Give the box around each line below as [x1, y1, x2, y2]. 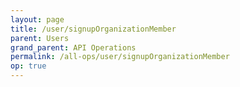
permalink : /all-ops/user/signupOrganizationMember [10, 52, 230, 62]
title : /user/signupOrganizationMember [10, 24, 177, 34]
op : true [10, 61, 47, 71]
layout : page [10, 14, 65, 25]
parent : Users [10, 33, 70, 43]
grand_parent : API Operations [10, 42, 137, 53]
